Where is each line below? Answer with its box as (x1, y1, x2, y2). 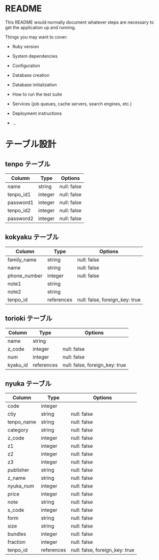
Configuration (12, 63, 40, 68)
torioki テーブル (5, 314, 53, 323)
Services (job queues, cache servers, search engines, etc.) (12, 100, 132, 106)
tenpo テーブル (5, 160, 51, 168)
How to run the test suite (12, 91, 62, 97)
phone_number (7, 272, 43, 279)
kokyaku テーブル (5, 233, 59, 241)
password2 (7, 215, 34, 222)
